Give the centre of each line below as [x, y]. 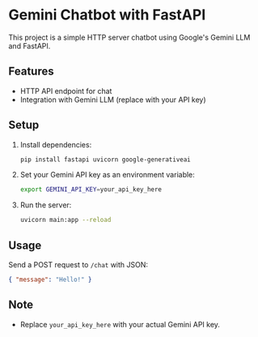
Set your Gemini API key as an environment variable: [108, 175]
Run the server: [46, 205]
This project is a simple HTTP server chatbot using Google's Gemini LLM [129, 37]
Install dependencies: [56, 144]
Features [31, 72]
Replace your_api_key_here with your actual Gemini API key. [120, 324]
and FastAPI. [30, 45]
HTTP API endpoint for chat [66, 91]
